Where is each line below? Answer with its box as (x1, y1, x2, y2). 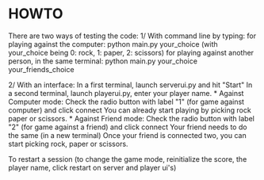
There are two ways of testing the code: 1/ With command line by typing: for (8, 31, 257, 40)
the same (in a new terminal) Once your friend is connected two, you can (8, 130, 247, 140)
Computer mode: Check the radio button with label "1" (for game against (8, 97, 244, 106)
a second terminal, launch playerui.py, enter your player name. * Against (8, 88, 244, 98)
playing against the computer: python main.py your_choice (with (8, 39, 218, 48)
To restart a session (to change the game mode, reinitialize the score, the (8, 154, 247, 163)
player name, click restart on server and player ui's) (8, 163, 177, 172)
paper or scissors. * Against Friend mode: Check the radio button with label (8, 113, 255, 123)
